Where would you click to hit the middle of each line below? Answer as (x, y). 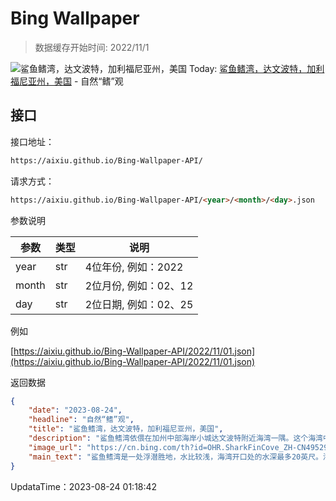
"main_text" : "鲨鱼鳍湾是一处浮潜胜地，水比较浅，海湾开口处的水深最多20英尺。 (175, 457)
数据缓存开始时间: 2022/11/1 (92, 47)
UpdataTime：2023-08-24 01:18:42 (84, 486)
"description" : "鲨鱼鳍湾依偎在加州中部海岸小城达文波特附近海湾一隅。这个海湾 (175, 438)
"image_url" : (55, 447)
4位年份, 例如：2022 (134, 267)
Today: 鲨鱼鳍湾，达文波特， (248, 68)
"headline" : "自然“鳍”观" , (81, 420)
